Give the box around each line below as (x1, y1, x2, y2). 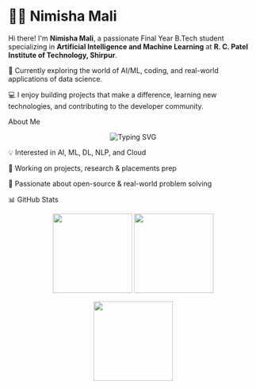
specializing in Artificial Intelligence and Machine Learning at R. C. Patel (8, 41, 248, 51)
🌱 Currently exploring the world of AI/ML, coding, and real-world (8, 65, 220, 75)
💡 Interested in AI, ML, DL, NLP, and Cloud (8, 147, 147, 157)
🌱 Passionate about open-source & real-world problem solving (8, 179, 212, 188)
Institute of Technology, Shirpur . (8, 50, 117, 60)
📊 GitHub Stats (8, 194, 59, 204)
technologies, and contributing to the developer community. (8, 101, 204, 110)
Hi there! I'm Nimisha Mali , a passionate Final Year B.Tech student (8, 33, 224, 43)
